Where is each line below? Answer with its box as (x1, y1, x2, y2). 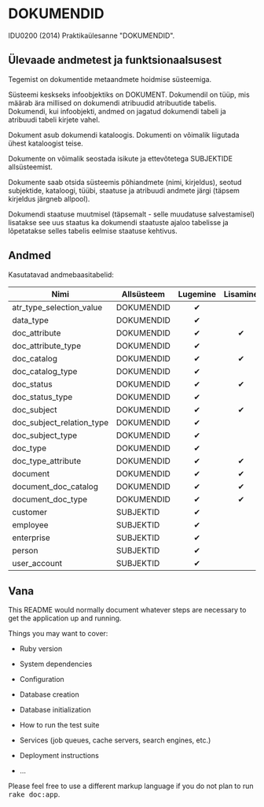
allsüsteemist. (8, 162, 53, 172)
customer (12, 506, 48, 517)
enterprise (12, 532, 51, 543)
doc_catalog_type (12, 365, 78, 376)
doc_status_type (12, 391, 73, 402)
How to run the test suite (19, 720, 100, 730)
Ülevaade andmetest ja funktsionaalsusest (8, 54, 222, 67)
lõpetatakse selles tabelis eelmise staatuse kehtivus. (8, 226, 178, 235)
